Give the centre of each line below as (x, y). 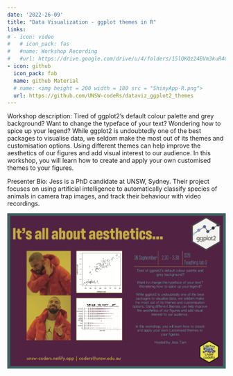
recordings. (24, 204)
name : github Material (46, 81)
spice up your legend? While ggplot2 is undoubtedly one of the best (104, 131)
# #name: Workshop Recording (52, 52)
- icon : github (29, 66)
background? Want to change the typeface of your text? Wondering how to (114, 124)
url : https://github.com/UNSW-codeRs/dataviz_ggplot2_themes (104, 95)
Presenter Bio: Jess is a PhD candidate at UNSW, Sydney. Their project (109, 182)
